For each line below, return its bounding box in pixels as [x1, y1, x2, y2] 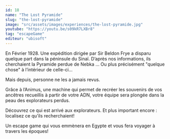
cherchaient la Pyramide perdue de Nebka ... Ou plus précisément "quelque [5, 61, 165, 67]
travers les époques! [5, 128, 49, 134]
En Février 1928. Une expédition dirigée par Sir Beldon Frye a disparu [5, 50, 151, 56]
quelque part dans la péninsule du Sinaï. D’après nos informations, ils [5, 55, 151, 62]
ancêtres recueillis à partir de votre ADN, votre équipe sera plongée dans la [5, 92, 164, 98]
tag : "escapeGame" [5, 31, 45, 36]
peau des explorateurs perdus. [5, 97, 70, 103]
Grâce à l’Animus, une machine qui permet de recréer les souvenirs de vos [5, 86, 162, 92]
